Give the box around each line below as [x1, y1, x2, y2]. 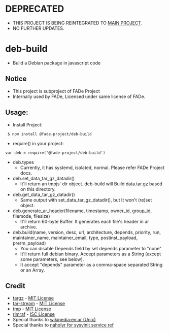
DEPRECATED [5, 3, 64, 15]
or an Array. [20, 267, 45, 273]
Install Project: [12, 121, 43, 127]
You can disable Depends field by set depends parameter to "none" [20, 245, 162, 251]
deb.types [12, 159, 34, 165]
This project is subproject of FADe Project [12, 88, 100, 94]
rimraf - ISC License [12, 311, 55, 317]
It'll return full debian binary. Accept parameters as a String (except [20, 251, 161, 257]
